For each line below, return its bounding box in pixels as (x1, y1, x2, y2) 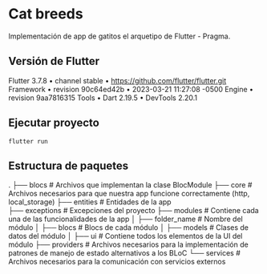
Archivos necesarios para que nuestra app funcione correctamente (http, (8, 189, 250, 199)
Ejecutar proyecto (8, 116, 100, 130)
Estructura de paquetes (8, 159, 129, 172)
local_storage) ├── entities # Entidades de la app (8, 197, 172, 207)
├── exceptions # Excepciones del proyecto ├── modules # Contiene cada (8, 206, 259, 216)
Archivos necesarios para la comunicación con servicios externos (8, 257, 226, 267)
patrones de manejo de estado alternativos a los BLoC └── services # (8, 248, 241, 258)
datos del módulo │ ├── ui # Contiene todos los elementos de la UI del (8, 232, 243, 241)
